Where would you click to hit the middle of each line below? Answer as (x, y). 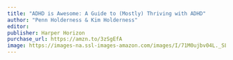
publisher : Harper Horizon (46, 33)
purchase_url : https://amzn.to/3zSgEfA (65, 39)
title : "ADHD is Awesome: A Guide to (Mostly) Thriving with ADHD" (107, 13)
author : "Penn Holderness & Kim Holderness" (72, 20)
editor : (18, 26)
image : (17, 46)
